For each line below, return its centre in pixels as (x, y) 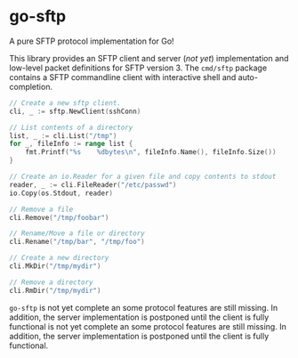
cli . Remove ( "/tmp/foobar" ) (59, 217)
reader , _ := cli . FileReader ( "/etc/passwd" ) (93, 184)
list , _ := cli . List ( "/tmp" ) (63, 135)
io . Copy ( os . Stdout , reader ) (61, 193)
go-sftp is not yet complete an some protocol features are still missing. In (144, 307)
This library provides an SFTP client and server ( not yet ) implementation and (149, 58)
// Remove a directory (51, 282)
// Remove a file (41, 209)
